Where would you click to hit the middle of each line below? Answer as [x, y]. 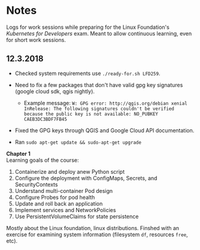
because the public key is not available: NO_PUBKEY [91, 114]
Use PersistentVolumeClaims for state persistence [77, 216]
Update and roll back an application [59, 203]
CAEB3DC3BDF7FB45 [46, 119]
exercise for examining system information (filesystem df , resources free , [97, 234]
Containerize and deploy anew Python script [69, 171]
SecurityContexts [36, 184]
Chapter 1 [19, 153]
